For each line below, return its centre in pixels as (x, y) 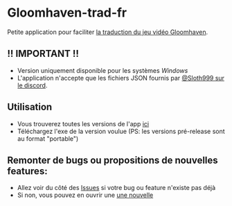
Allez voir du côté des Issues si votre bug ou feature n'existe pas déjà (116, 188)
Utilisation (30, 107)
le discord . (32, 85)
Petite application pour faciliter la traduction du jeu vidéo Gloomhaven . (108, 32)
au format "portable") (48, 138)
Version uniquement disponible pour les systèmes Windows (102, 70)
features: (27, 171)
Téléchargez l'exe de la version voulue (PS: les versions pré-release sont (121, 131)
